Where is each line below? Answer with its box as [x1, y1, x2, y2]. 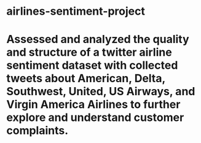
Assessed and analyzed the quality [6, 33, 189, 47]
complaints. [6, 124, 69, 137]
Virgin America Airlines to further [6, 98, 181, 112]
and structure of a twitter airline [6, 45, 172, 60]
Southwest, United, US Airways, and [6, 85, 195, 99]
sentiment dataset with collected [6, 58, 178, 72]
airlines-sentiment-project [6, 4, 146, 18]
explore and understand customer [6, 110, 184, 125]
